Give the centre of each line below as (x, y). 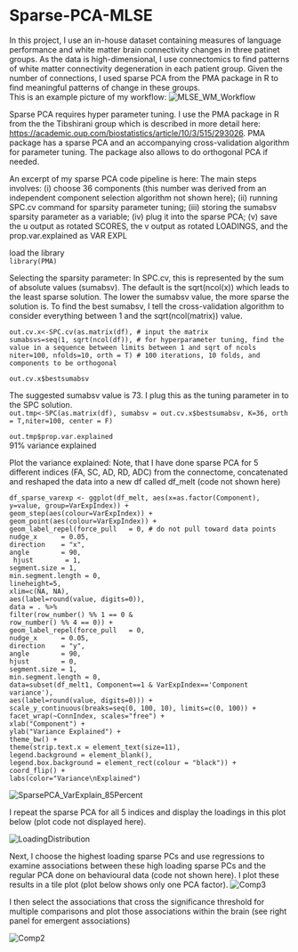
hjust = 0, (43, 661)
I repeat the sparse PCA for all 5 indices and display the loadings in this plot (148, 812)
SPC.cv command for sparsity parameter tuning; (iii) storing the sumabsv (143, 207)
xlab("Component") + (48, 724)
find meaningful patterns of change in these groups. (105, 87)
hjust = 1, (47, 560)
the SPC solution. (41, 404)
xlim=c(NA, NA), (39, 591)
